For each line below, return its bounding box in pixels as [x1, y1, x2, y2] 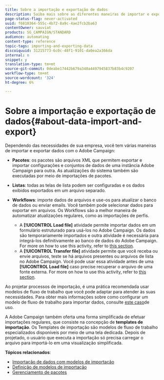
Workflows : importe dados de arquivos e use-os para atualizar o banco [12, 197, 157, 203]
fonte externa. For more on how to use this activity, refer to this [19, 269, 146, 275]
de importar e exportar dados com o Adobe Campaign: [5, 147, 116, 153]
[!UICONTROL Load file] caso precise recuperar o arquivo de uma [19, 263, 153, 269]
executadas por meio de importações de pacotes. [12, 172, 112, 179]
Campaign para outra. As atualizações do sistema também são [12, 167, 138, 173]
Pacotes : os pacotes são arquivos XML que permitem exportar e [12, 157, 143, 163]
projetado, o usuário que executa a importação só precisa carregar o [5, 334, 143, 340]
